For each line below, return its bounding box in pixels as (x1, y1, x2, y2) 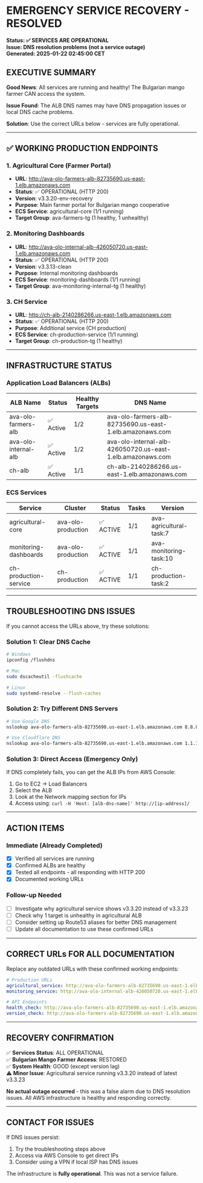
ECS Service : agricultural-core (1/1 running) (14, 207, 124, 215)
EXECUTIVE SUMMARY (6, 67, 97, 78)
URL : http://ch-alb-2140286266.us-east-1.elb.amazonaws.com (14, 311, 172, 318)
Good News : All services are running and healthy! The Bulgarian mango (6, 83, 185, 91)
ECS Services (6, 488, 47, 496)
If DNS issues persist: (6, 1133, 60, 1141)
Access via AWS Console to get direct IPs (14, 1151, 119, 1159)
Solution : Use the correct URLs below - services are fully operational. (6, 120, 180, 127)
